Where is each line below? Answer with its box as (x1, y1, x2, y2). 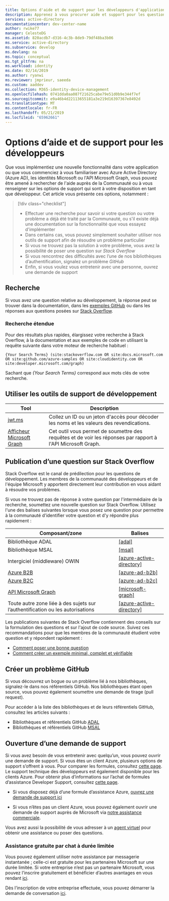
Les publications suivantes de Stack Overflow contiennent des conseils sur (5, 619, 161, 625)
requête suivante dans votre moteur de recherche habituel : (5, 342, 128, 348)
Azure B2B (8, 569, 34, 576)
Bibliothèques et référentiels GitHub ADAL (12, 719, 100, 725)
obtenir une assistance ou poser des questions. (5, 830, 104, 836)
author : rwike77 (5, 26, 39, 31)
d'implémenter (25, 226, 55, 232)
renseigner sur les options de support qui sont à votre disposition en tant (5, 185, 156, 191)
